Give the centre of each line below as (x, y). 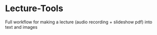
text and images (21, 27)
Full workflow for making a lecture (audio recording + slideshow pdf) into (79, 22)
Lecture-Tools (34, 9)
